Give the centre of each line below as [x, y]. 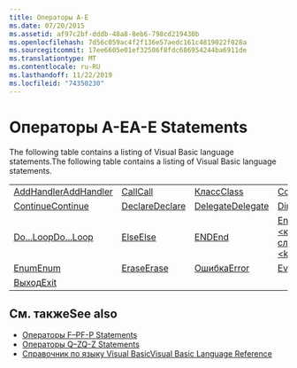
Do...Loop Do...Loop [54, 237]
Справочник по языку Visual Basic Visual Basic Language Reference [147, 354]
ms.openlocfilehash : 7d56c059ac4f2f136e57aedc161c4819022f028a [128, 42]
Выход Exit [35, 282]
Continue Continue [52, 206]
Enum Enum [38, 268]
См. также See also [63, 313]
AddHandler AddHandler [63, 192]
